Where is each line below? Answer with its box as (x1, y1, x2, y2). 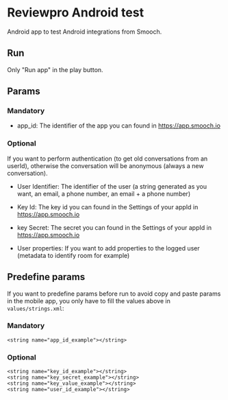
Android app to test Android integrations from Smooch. (7, 27, 162, 36)
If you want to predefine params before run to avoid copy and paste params (7, 290, 221, 298)
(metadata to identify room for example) (16, 251, 130, 259)
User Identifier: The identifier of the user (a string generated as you (16, 182, 207, 190)
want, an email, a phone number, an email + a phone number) (16, 189, 190, 198)
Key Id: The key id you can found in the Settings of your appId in (16, 202, 199, 211)
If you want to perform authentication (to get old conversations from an (7, 154, 208, 163)
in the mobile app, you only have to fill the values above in (7, 296, 171, 305)
